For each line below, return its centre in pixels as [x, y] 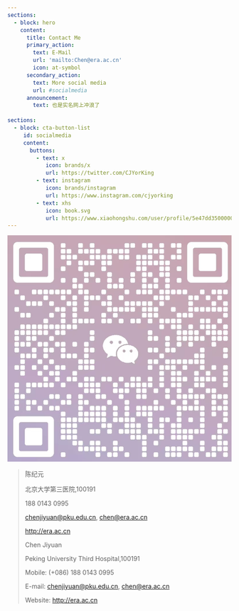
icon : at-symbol [57, 68]
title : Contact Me [53, 38]
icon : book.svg [68, 210]
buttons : [42, 150]
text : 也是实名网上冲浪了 [67, 106]
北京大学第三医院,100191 [60, 489]
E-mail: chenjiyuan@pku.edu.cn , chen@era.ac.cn [97, 586]
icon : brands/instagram [80, 188]
